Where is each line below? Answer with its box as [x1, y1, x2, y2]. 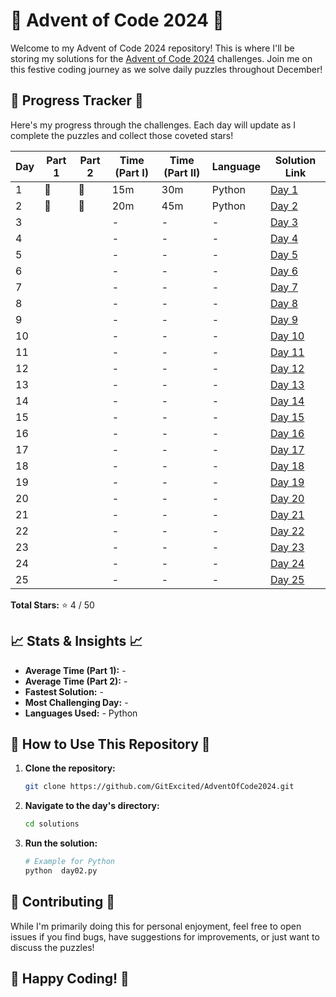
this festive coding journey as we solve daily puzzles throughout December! [10, 63, 323, 75]
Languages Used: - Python [24, 707, 138, 719]
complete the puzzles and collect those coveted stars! [10, 129, 234, 141]
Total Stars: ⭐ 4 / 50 [10, 599, 95, 611]
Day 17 [270, 442, 305, 456]
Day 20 [270, 491, 305, 505]
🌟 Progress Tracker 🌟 [10, 92, 144, 109]
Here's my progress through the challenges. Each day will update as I [10, 119, 297, 131]
